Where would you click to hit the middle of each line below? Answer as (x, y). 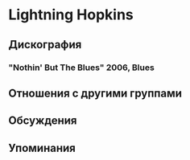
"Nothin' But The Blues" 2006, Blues (81, 68)
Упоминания (42, 148)
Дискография (45, 45)
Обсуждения (43, 121)
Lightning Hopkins (71, 15)
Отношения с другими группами (95, 93)
